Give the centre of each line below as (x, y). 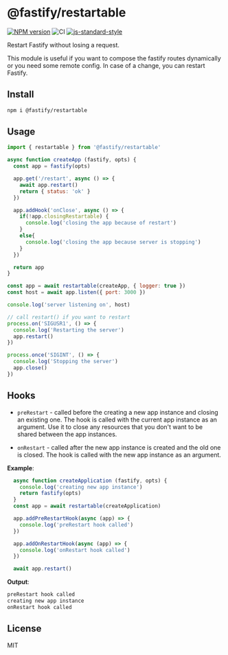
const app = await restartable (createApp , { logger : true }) (96, 286)
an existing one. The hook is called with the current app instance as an (117, 420)
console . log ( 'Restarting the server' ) (69, 330)
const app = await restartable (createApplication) (87, 506)
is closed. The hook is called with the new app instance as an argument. (119, 455)
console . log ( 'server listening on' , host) (69, 305)
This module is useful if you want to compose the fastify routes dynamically (114, 58)
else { (27, 236)
